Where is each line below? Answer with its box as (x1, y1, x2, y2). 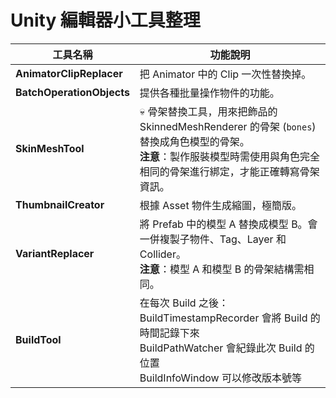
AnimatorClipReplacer (15, 66, 123, 80)
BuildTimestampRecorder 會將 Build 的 (139, 311, 321, 325)
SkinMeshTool (15, 141, 85, 155)
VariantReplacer (15, 246, 95, 260)
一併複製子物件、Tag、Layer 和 (139, 232, 287, 246)
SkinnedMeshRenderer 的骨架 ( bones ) (139, 119, 317, 133)
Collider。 (139, 247, 187, 261)
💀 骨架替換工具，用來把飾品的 (139, 104, 278, 118)
